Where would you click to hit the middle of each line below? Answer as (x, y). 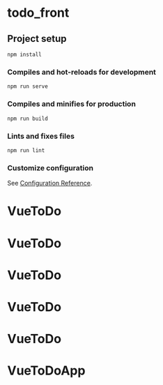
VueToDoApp (46, 371)
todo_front (38, 13)
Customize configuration (51, 167)
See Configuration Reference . (50, 183)
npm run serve (28, 86)
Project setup (37, 39)
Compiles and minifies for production (71, 104)
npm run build (28, 119)
